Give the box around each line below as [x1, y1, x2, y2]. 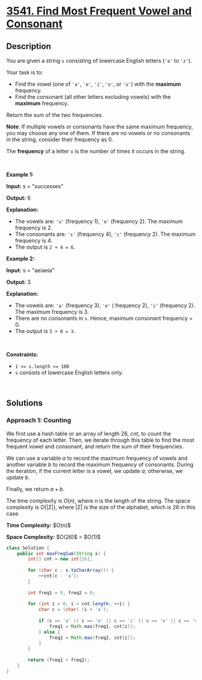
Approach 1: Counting [6, 416, 72, 425]
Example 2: [6, 255, 35, 262]
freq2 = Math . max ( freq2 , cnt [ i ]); [49, 635, 136, 641]
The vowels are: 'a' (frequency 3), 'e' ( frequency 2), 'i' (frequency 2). [14, 302, 195, 309]
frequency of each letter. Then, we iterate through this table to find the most [6, 436, 195, 443]
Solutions [6, 398, 43, 408]
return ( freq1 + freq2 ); [28, 657, 90, 663]
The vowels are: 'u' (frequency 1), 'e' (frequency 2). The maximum [14, 218, 183, 224]
